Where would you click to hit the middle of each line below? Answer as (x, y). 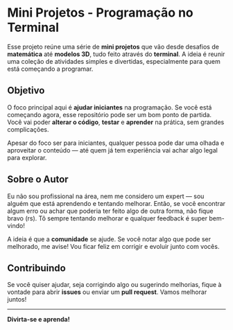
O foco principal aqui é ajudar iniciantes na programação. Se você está (110, 107)
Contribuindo (36, 268)
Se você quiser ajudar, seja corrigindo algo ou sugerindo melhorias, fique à (114, 285)
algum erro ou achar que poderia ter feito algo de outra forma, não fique (110, 211)
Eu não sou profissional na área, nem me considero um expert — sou (106, 196)
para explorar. (27, 157)
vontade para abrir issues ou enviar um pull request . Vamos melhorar (107, 292)
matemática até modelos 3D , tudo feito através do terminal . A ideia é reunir (116, 54)
